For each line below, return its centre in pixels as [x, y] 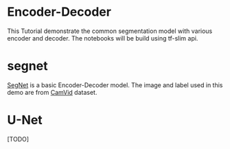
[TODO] [18, 139]
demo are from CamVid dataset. [52, 92]
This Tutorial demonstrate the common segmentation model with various [110, 31]
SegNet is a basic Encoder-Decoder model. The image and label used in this [115, 85]
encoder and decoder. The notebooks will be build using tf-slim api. [103, 38]
